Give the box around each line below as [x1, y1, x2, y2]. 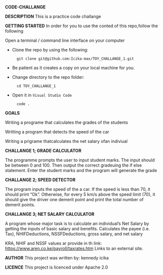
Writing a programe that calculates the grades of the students [5, 120, 129, 125]
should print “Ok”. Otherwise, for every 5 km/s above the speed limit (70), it [5, 191, 155, 197]
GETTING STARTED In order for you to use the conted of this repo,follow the [5, 23, 158, 29]
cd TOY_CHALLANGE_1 [16, 84, 56, 88]
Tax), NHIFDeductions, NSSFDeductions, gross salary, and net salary [5, 231, 143, 237]
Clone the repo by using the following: [12, 47, 88, 52]
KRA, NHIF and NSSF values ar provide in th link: [5, 241, 102, 246]
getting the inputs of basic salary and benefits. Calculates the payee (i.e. [5, 226, 150, 231]
